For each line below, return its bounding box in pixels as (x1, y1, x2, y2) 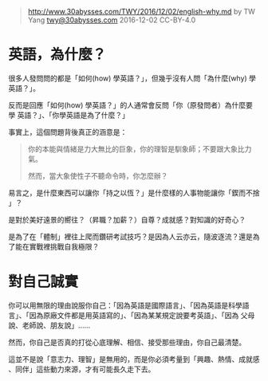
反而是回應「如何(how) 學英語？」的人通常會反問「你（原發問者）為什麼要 (8, 100, 254, 110)
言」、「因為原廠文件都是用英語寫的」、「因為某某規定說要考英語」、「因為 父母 (8, 310, 255, 320)
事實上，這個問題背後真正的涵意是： (8, 127, 128, 136)
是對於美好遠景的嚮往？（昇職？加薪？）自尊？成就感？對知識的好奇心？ (8, 214, 246, 224)
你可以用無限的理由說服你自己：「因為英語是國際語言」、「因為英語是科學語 (8, 300, 250, 310)
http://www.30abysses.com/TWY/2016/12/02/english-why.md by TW (27, 7, 255, 16)
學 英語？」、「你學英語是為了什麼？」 (8, 110, 129, 120)
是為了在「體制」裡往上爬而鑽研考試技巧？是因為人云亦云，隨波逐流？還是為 (8, 231, 260, 242)
